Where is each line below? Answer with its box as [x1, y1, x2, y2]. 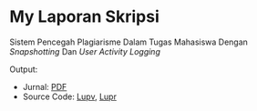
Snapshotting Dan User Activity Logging [9, 45, 161, 56]
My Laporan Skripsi [9, 6, 159, 27]
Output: [9, 64, 38, 75]
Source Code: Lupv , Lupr [22, 91, 117, 102]
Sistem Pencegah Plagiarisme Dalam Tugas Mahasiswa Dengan [9, 36, 249, 47]
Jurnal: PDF [22, 81, 67, 92]
